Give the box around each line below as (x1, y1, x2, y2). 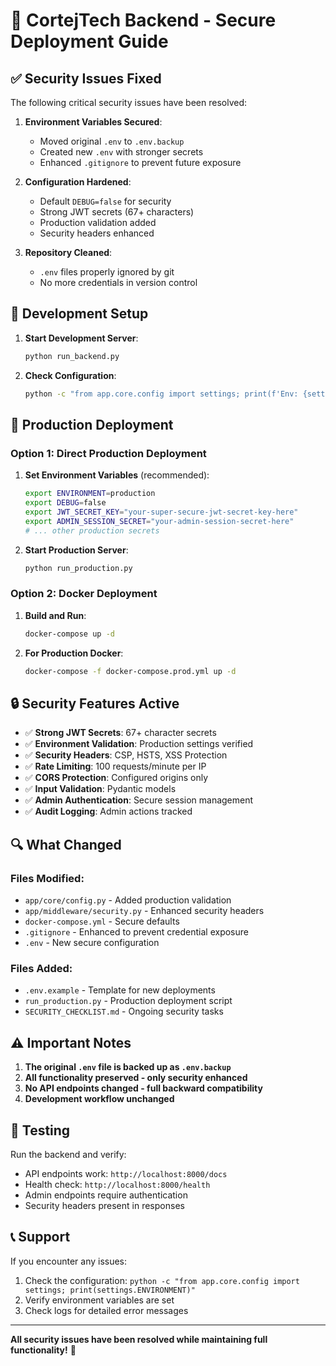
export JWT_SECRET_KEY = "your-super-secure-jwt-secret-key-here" (24, 507, 299, 517)
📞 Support (10, 1229, 71, 1246)
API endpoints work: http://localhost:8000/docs (24, 1167, 228, 1179)
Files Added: (10, 961, 73, 975)
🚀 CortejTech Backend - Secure (10, 9, 277, 32)
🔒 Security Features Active (10, 695, 180, 712)
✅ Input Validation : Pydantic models (24, 783, 177, 795)
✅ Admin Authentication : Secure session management (24, 794, 254, 806)
